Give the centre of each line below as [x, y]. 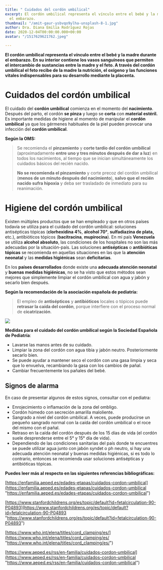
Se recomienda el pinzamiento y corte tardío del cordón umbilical [84, 148]
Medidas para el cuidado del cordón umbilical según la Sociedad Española [81, 330]
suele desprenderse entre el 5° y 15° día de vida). [61, 438]
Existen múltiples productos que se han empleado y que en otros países [77, 221]
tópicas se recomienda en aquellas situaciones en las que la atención [75, 252]
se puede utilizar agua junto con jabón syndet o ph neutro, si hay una [81, 448]
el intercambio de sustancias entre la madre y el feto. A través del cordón [80, 65]
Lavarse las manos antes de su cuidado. [52, 345]
